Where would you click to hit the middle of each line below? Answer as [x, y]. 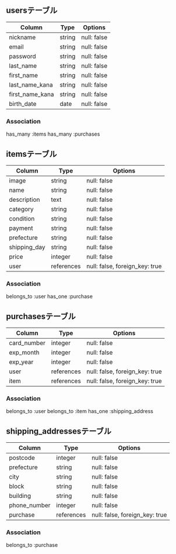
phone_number [30, 505]
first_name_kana [31, 94]
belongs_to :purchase [32, 545]
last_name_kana [31, 85]
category [21, 209]
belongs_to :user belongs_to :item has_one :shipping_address [80, 411]
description [24, 199]
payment [21, 228]
